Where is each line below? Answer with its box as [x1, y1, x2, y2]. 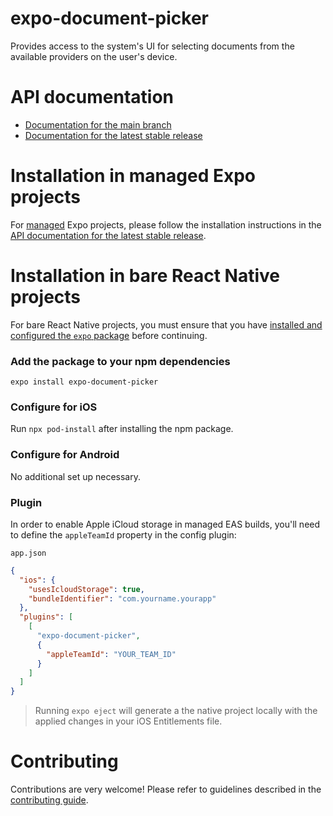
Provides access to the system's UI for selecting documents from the [10, 40, 295, 52]
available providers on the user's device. [10, 50, 178, 62]
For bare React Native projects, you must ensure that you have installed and [10, 318, 323, 331]
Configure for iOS [10, 400, 98, 414]
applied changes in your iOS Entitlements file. [34, 715, 223, 727]
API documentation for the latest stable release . [10, 229, 207, 241]
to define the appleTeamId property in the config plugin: [10, 528, 237, 541]
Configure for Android [10, 448, 120, 462]
